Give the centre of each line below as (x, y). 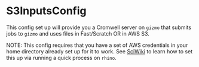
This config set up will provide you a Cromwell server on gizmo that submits (99, 27)
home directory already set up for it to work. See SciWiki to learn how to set (99, 51)
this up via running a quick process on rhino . (61, 58)
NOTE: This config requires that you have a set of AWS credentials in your (97, 45)
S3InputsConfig (46, 11)
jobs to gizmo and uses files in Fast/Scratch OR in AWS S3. (78, 33)
